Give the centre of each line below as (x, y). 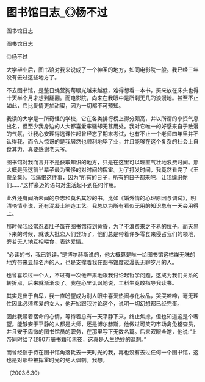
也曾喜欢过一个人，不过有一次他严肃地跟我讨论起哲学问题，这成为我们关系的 (103, 275)
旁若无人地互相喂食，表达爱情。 (46, 241)
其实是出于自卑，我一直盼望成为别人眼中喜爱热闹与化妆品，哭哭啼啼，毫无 (100, 296)
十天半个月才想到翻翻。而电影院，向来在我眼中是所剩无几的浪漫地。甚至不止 (103, 98)
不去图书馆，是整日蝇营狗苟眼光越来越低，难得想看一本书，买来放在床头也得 (103, 90)
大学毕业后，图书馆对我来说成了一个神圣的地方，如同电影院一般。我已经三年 (103, 69)
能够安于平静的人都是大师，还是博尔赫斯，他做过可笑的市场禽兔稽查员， (108, 324)
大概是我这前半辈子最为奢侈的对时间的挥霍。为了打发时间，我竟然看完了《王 (103, 169)
